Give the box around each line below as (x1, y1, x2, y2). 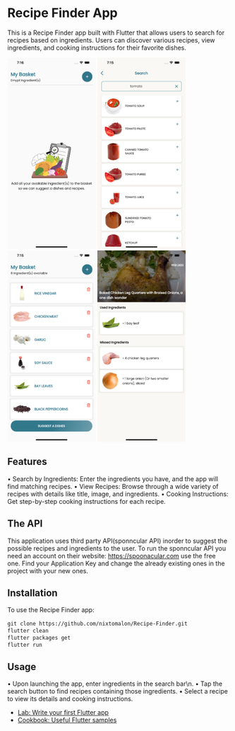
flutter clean (7, 628, 49, 635)
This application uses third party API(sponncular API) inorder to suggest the (7, 536, 228, 545)
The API (7, 518, 43, 530)
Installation (7, 587, 58, 599)
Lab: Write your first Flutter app (17, 708, 109, 717)
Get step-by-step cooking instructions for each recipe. (7, 497, 166, 505)
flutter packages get (7, 635, 71, 642)
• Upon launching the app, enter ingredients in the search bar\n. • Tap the (7, 679, 223, 688)
